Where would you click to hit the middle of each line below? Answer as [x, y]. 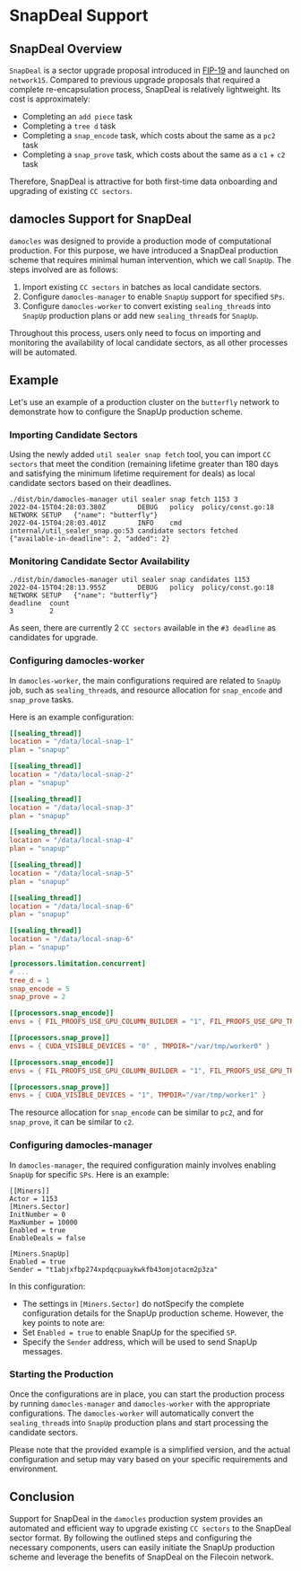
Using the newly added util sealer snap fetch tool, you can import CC [140, 454]
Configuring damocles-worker [77, 661]
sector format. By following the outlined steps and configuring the [131, 1538]
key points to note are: [64, 1322]
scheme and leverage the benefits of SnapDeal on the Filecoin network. [142, 1557]
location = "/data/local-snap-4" [72, 841]
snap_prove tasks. [42, 699]
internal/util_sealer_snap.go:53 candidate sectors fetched [124, 531]
